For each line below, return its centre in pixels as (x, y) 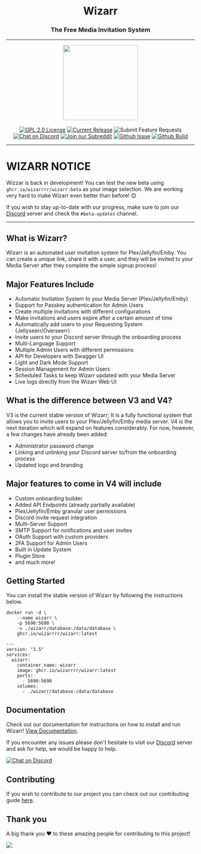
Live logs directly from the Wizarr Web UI (66, 382)
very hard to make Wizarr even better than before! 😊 (71, 196)
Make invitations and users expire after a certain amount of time (94, 318)
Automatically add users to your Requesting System (79, 324)
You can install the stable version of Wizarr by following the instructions (95, 595)
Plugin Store (30, 556)
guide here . (20, 801)
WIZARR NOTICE (49, 166)
